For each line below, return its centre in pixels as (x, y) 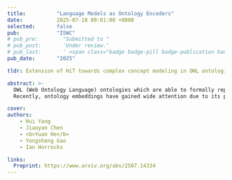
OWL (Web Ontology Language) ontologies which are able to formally (114, 90)
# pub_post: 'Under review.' (58, 46)
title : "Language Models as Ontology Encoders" (91, 13)
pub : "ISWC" (41, 33)
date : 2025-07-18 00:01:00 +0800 (71, 20)
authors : (20, 115)
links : (17, 159)
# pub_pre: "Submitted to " (58, 39)
